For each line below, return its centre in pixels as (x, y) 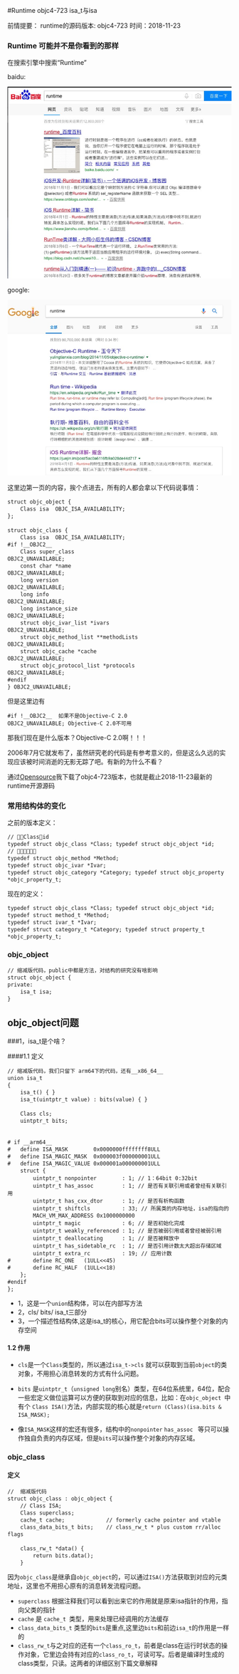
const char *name (46, 566)
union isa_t (25, 1078)
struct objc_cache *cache (59, 651)
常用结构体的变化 (37, 805)
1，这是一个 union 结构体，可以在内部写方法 (80, 1303)
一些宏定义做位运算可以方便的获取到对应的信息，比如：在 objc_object (119, 1398)
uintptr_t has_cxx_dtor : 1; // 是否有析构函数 (109, 1201)
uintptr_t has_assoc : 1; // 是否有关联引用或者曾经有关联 (127, 1186)
